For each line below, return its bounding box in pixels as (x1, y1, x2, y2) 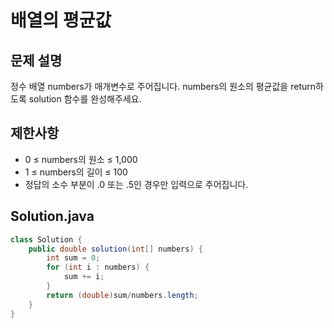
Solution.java (10, 208, 95, 225)
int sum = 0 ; (46, 253, 101, 263)
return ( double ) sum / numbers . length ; (46, 290, 199, 300)
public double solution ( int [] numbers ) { (28, 244, 203, 254)
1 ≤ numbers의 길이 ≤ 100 (24, 166, 128, 178)
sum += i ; (63, 272, 105, 282)
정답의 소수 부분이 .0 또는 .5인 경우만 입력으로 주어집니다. (24, 178, 249, 190)
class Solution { (10, 234, 83, 245)
